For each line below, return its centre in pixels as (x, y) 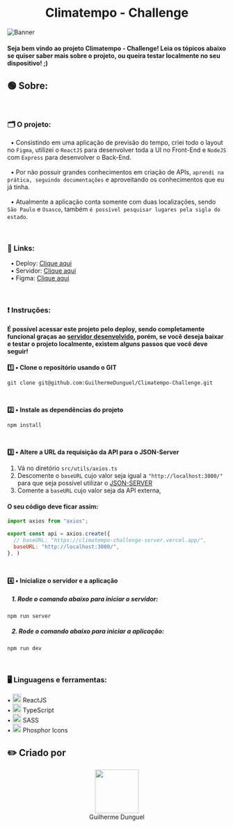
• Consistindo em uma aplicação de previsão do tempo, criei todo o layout (117, 142)
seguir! (18, 352)
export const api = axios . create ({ (59, 534)
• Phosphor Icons (38, 730)
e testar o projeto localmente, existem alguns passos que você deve (107, 344)
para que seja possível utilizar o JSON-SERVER (85, 483)
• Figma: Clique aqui (40, 278)
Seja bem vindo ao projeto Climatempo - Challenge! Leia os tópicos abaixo (116, 48)
